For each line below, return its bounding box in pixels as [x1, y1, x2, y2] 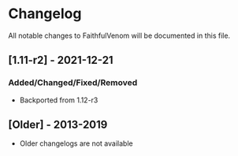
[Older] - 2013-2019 [8, 118, 108, 132]
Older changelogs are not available [19, 139, 133, 148]
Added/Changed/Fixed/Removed [8, 77, 138, 88]
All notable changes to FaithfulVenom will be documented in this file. [8, 31, 231, 40]
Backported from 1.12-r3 [19, 95, 99, 105]
